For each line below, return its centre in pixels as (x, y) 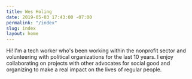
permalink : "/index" (32, 23)
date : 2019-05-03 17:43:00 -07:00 (49, 17)
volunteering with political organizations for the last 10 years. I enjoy (90, 57)
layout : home (22, 34)
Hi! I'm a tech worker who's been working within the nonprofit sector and (96, 50)
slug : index (21, 28)
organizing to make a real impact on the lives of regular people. (84, 69)
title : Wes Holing (29, 12)
